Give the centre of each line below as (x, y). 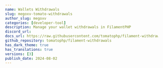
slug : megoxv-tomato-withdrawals (39, 14)
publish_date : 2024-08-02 (31, 58)
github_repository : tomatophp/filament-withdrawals (58, 41)
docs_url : (15, 36)
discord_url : (18, 32)
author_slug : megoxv (26, 18)
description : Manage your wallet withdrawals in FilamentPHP (68, 27)
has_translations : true (29, 49)
